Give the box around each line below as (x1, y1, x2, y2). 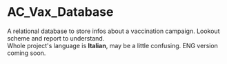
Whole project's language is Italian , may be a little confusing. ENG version (7, 41, 219, 50)
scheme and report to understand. (7, 34, 105, 42)
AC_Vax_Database (7, 4, 114, 20)
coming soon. (7, 49, 46, 57)
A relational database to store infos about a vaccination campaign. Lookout (7, 27, 220, 35)
